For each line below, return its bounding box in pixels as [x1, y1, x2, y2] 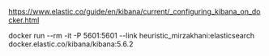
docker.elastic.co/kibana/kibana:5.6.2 [8, 39, 134, 49]
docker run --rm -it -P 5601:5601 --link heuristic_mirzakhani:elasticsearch [8, 31, 255, 40]
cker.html [8, 15, 40, 25]
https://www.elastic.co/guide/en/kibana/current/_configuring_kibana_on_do [8, 7, 261, 16]
